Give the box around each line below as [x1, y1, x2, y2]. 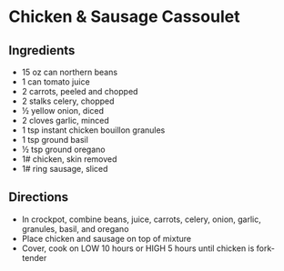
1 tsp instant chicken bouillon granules [21, 125, 166, 135]
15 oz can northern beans [21, 66, 118, 77]
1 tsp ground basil [21, 135, 88, 145]
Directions [8, 189, 69, 206]
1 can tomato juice [21, 76, 90, 87]
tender [21, 252, 47, 263]
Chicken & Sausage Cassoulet [8, 6, 240, 27]
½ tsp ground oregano [21, 144, 106, 155]
